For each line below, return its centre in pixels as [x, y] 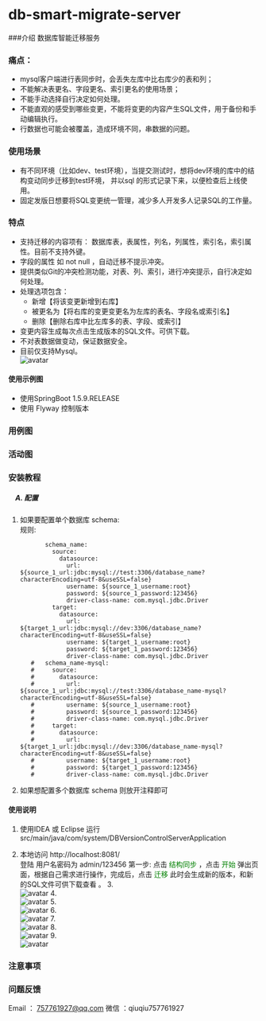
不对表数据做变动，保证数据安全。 [75, 341]
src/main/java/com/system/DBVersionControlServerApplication [123, 838]
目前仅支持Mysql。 [50, 351]
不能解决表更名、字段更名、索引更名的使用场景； [100, 89]
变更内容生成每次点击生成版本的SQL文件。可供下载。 [107, 331]
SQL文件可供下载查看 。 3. [70, 884]
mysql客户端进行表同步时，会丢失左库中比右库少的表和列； [117, 79]
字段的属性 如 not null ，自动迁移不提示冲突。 [94, 261]
